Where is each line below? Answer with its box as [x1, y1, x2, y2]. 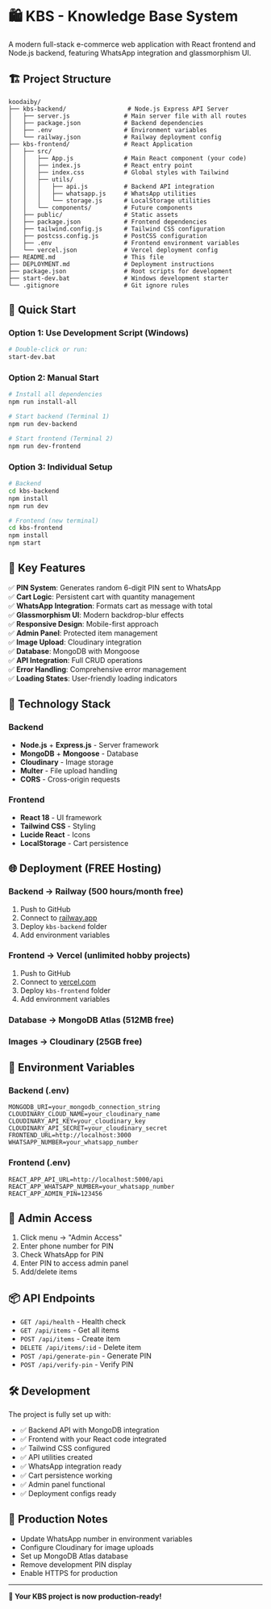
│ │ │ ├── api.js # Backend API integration [8, 182, 215, 190]
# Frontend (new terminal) [8, 516, 99, 525]
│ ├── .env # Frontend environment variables [8, 239, 240, 247]
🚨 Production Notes [8, 1512, 108, 1526]
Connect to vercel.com [19, 977, 97, 986]
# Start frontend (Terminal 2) [8, 434, 114, 443]
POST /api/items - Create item [19, 1334, 121, 1344]
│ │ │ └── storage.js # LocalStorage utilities [8, 196, 211, 205]
